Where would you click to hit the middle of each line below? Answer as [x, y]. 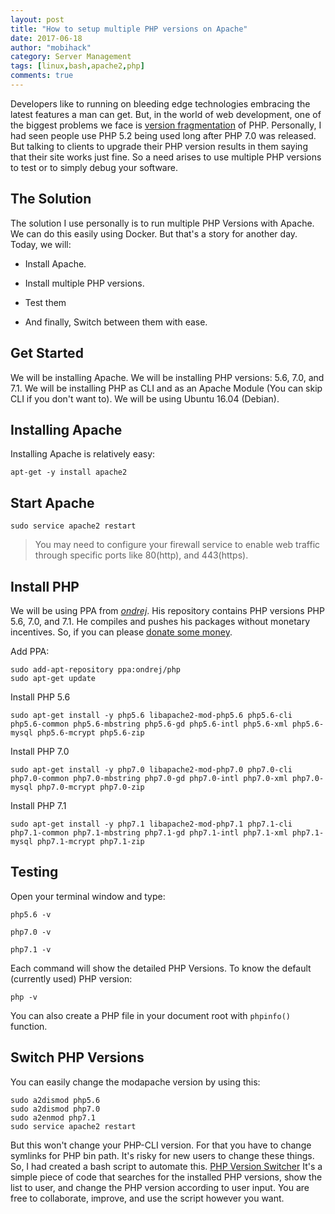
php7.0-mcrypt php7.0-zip [90, 787]
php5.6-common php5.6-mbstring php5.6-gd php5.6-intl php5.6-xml [149, 724]
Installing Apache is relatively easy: [83, 454]
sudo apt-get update [53, 678]
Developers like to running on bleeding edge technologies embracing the [160, 103]
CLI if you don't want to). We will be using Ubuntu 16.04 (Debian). [145, 398]
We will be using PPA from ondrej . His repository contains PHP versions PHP [167, 610]
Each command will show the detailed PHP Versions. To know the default [161, 968]
